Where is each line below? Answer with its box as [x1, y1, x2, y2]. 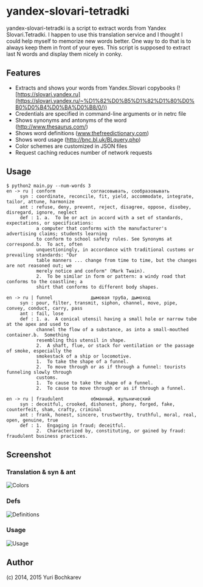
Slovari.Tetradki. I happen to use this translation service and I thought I [6, 30, 184, 38]
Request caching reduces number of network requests [15, 149, 153, 156]
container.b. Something [6, 332, 69, 338]
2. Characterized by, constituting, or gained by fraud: [36, 427, 187, 434]
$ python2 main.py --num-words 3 [6, 183, 91, 189]
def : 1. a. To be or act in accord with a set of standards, [19, 214, 184, 220]
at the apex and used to [6, 321, 69, 327]
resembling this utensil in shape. [36, 337, 126, 343]
